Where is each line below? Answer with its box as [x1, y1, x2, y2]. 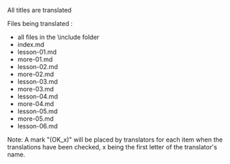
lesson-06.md [17, 122, 58, 130]
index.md [17, 40, 45, 48]
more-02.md [17, 70, 55, 78]
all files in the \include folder [17, 33, 100, 41]
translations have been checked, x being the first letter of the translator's [7, 143, 217, 151]
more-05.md [17, 114, 54, 123]
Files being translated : [7, 20, 73, 27]
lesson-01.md [17, 48, 57, 56]
